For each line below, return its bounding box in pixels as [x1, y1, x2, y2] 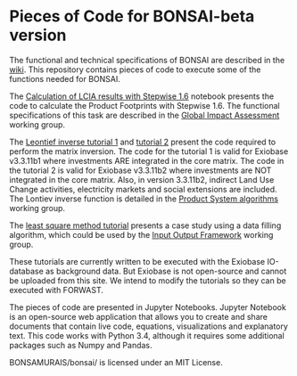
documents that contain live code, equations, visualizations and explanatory [9, 321, 288, 331]
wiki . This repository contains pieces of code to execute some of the [9, 64, 261, 75]
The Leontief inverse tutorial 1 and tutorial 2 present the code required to [9, 136, 276, 147]
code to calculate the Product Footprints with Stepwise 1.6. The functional [9, 100, 280, 110]
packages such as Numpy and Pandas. [9, 339, 153, 350]
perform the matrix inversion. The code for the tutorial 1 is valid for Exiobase [9, 145, 289, 157]
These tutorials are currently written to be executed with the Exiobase [9, 256, 266, 266]
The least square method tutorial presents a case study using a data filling [9, 220, 282, 231]
